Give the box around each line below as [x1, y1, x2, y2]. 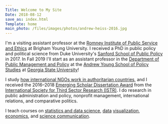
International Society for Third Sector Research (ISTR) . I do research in [5, 87, 152, 93]
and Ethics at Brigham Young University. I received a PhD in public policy [5, 45, 156, 51]
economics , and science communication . [5, 113, 91, 119]
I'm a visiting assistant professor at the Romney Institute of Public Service [5, 40, 158, 46]
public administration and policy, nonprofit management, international [5, 93, 149, 99]
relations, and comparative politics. [5, 98, 78, 104]
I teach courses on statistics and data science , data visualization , [5, 108, 140, 114]
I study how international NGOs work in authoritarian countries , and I [5, 77, 147, 83]
